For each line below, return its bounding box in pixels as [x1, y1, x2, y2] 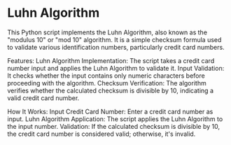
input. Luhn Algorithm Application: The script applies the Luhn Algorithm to [7, 114, 223, 123]
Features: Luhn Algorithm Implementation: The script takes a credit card [7, 56, 215, 64]
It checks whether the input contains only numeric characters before [7, 71, 205, 80]
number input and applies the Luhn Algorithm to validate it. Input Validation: [7, 64, 225, 72]
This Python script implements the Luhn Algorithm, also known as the [7, 28, 208, 36]
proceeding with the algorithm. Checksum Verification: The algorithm [7, 78, 206, 87]
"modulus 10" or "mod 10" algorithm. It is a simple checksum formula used [7, 35, 222, 43]
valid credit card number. [7, 93, 80, 102]
